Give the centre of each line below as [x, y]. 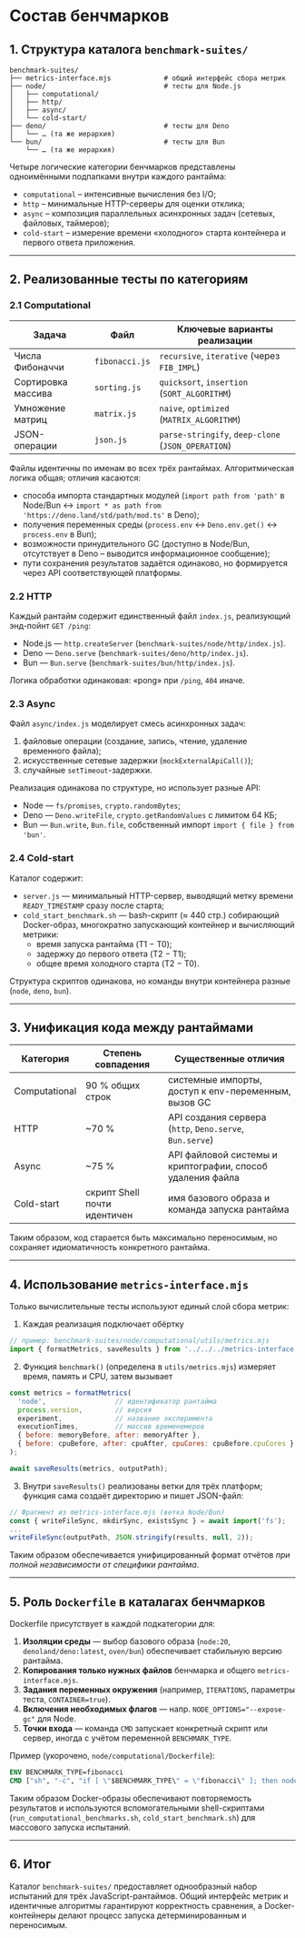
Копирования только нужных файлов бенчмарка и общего [139, 1671]
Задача [50, 335]
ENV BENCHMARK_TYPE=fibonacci [67, 1772]
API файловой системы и [223, 1155]
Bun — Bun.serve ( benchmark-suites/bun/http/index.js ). [129, 662]
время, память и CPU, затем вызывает [98, 1376]
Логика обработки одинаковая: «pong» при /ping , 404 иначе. [127, 680]
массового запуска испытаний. [70, 1827]
